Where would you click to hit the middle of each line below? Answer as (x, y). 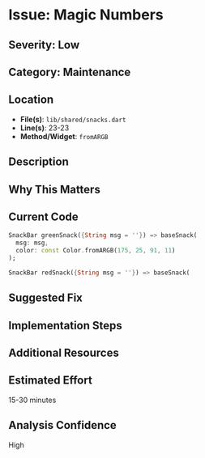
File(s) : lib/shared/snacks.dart (73, 119)
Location (31, 100)
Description (38, 162)
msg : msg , (32, 243)
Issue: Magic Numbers (86, 15)
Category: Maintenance (70, 72)
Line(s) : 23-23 (45, 128)
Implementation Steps (66, 325)
